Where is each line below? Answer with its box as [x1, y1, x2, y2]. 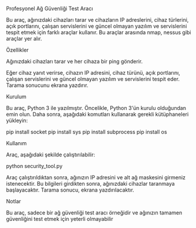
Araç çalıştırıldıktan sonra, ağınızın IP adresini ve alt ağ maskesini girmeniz [6, 174, 186, 181]
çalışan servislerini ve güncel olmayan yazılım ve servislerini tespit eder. [6, 76, 180, 82]
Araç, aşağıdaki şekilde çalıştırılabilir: [6, 151, 96, 158]
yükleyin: [6, 117, 28, 124]
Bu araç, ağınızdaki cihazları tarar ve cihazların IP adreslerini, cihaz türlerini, [6, 16, 189, 23]
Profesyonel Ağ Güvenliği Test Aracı [6, 5, 93, 12]
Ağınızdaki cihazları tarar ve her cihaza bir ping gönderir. [6, 58, 143, 65]
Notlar [6, 198, 22, 204]
